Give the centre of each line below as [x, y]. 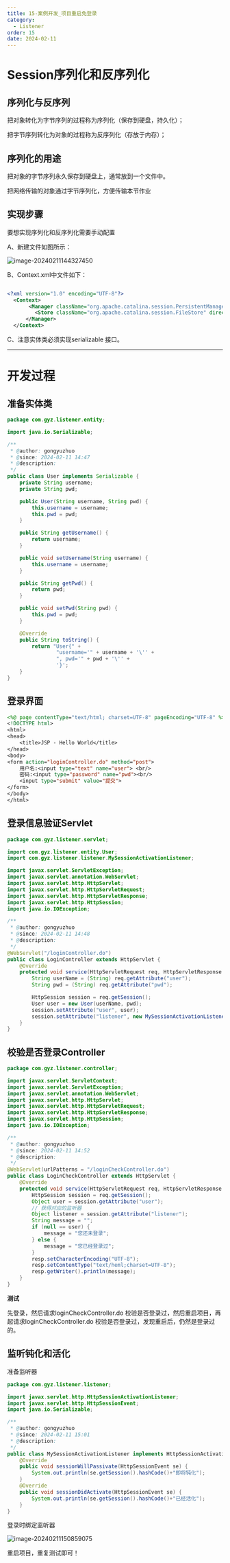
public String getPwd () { [56, 583]
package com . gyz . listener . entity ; [56, 420]
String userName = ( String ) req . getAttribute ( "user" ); [112, 979]
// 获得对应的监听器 [57, 1208]
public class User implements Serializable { [73, 476]
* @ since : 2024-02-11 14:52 [50, 1150]
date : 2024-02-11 [32, 39]
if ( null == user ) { [61, 1227]
